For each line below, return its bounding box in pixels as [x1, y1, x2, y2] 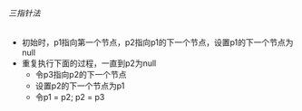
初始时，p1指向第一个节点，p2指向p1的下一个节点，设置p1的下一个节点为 [21, 37, 294, 48]
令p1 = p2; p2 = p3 [34, 92, 105, 103]
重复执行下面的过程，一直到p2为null [21, 58, 157, 69]
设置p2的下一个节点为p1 [34, 80, 125, 91]
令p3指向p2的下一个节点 [34, 69, 127, 80]
